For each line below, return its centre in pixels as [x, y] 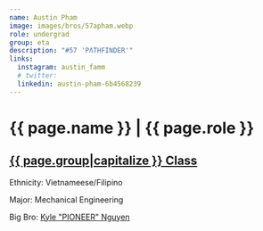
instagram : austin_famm [61, 68]
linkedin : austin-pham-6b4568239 [79, 84]
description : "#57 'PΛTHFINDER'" [71, 51]
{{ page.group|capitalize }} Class [103, 161]
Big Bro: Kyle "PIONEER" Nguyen [70, 217]
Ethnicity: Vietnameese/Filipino [66, 182]
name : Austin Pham [43, 17]
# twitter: [37, 76]
